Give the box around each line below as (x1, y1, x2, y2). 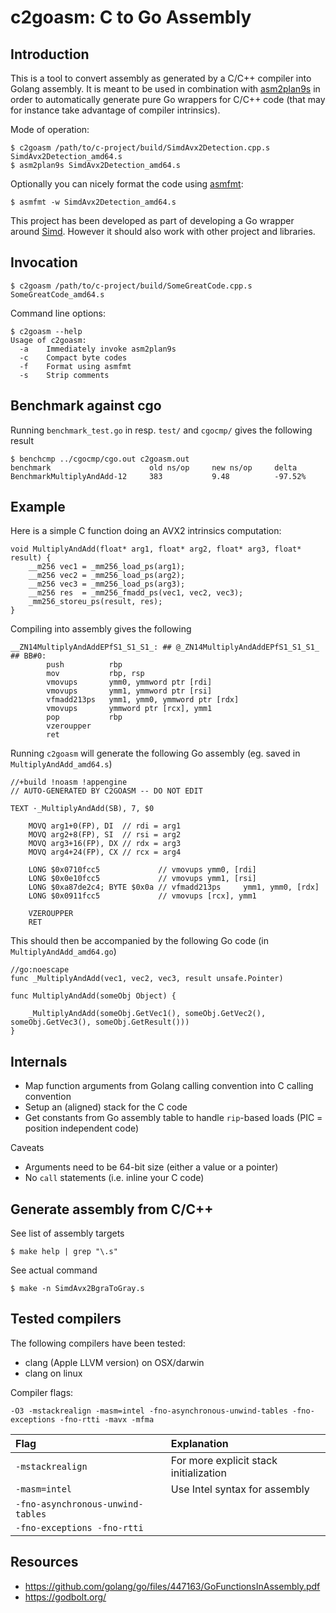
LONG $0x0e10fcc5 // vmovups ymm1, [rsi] (28, 874, 257, 884)
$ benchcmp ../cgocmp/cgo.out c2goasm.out (10, 454, 190, 464)
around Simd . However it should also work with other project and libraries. (10, 226, 316, 237)
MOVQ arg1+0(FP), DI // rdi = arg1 (28, 821, 182, 831)
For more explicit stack (170, 1453, 278, 1467)
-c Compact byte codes (19, 352, 128, 363)
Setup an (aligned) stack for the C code (24, 1101, 188, 1113)
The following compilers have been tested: (10, 1337, 186, 1349)
